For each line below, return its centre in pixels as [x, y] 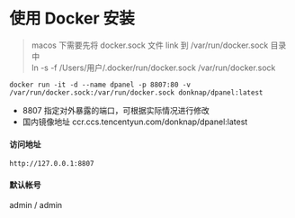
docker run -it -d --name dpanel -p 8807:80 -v [100, 85]
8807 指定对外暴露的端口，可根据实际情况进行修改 [116, 110]
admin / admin [36, 205]
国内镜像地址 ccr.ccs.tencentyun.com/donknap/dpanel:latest [135, 122]
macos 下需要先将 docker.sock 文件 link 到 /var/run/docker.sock [150, 45]
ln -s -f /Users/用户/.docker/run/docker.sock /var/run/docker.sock [153, 68]
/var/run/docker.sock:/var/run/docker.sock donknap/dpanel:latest [136, 92]
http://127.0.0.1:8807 [52, 164]
